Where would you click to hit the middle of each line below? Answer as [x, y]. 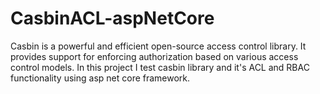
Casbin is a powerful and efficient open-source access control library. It [158, 46]
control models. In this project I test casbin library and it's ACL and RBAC [160, 67]
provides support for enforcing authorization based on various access [154, 56]
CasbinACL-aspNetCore [112, 18]
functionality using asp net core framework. [100, 78]
